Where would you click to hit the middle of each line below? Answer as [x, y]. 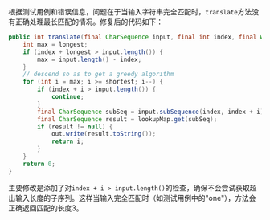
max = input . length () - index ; [90, 59]
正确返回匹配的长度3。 [46, 208]
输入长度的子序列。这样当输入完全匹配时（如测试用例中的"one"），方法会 [135, 198]
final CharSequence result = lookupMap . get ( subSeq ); [127, 119]
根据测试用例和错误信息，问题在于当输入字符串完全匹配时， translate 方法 [130, 12]
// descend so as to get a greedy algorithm [98, 75]
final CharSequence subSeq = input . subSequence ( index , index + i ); [152, 112]
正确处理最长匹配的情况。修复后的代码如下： [89, 22]
